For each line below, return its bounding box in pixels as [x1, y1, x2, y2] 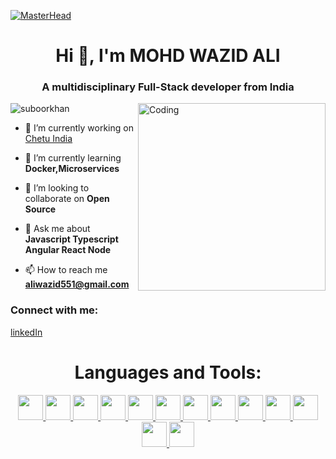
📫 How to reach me [24, 264, 108, 276]
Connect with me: [10, 303, 99, 317]
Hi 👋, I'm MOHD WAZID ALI [55, 45, 281, 67]
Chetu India [24, 133, 73, 145]
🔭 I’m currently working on [24, 122, 134, 134]
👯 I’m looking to [24, 182, 90, 194]
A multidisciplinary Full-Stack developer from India [41, 80, 295, 94]
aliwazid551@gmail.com [24, 278, 130, 290]
